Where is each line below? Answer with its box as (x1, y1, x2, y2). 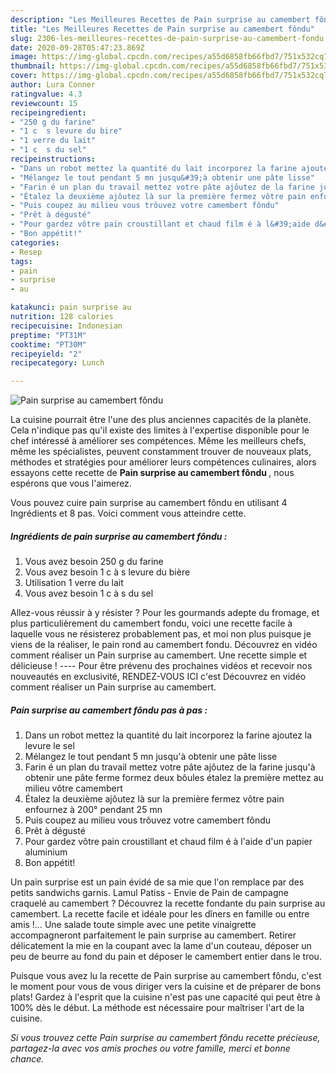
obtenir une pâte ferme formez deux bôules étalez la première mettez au (24, 772, 324, 784)
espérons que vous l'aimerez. (10, 477, 132, 490)
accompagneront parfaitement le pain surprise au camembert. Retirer (10, 929, 297, 941)
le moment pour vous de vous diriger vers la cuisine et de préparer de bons (10, 981, 322, 993)
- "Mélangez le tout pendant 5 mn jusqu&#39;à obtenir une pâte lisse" (10, 172, 315, 183)
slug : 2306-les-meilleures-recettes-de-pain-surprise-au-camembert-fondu (10, 33, 325, 43)
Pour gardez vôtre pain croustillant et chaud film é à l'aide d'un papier (24, 836, 313, 848)
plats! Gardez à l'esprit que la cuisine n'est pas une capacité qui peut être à (10, 991, 321, 1003)
